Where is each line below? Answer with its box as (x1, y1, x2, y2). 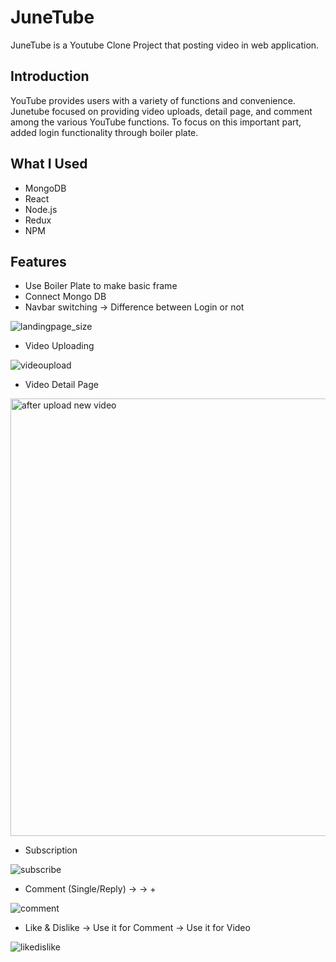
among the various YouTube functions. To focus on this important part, (10, 116, 302, 128)
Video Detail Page (24, 379, 99, 391)
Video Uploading (24, 340, 95, 352)
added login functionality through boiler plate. (10, 126, 199, 138)
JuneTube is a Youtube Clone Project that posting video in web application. (10, 39, 320, 51)
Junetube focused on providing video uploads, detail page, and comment (10, 105, 313, 117)
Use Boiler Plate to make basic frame (24, 280, 178, 292)
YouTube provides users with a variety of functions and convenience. (10, 94, 296, 106)
